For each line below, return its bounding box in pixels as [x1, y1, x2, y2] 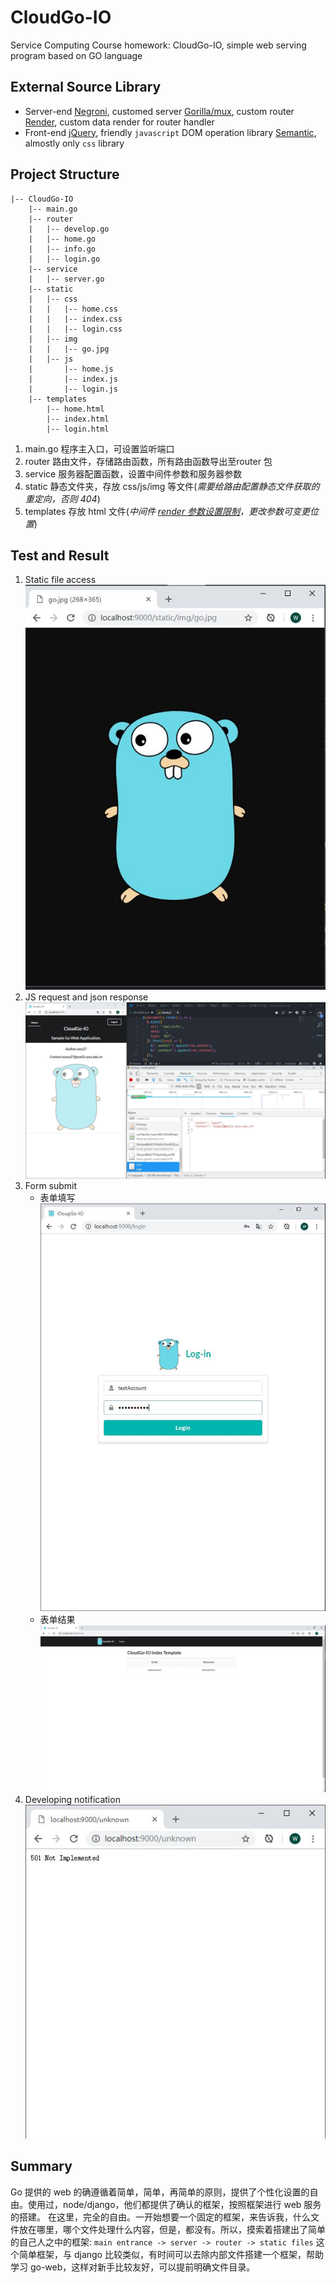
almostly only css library [24, 137, 125, 149]
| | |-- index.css [28, 314, 123, 324]
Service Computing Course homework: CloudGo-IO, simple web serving [10, 39, 307, 51]
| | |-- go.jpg [28, 344, 110, 354]
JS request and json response [24, 991, 149, 1003]
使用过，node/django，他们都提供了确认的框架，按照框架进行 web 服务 [27, 2198, 322, 2210]
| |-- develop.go [28, 224, 110, 234]
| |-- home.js [28, 364, 114, 374]
